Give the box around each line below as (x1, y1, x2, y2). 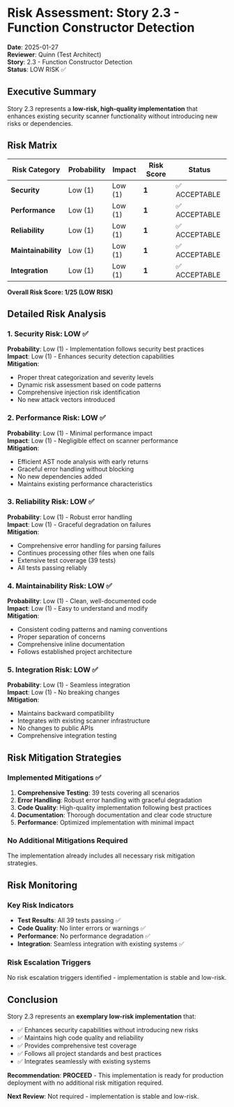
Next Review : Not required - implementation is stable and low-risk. (7, 1092, 200, 1101)
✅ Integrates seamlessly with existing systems (17, 1057, 151, 1066)
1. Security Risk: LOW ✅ (7, 328, 89, 338)
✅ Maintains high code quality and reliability (17, 1034, 144, 1042)
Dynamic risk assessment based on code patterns (17, 381, 162, 389)
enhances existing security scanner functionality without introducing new (7, 112, 218, 120)
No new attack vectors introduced (17, 396, 116, 404)
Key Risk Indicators (7, 900, 75, 910)
